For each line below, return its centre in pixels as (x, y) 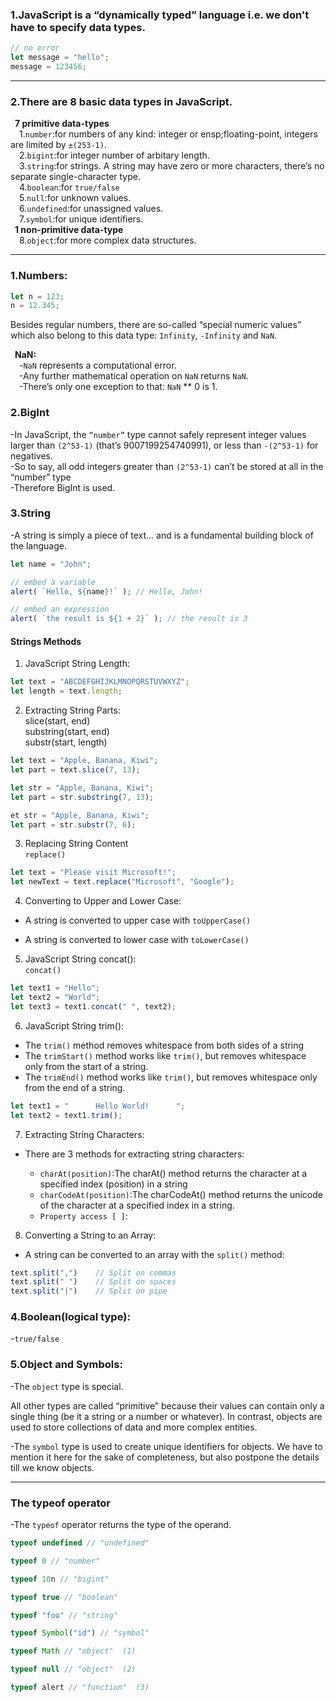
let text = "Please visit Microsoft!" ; (93, 873)
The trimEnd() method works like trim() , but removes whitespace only (171, 1077)
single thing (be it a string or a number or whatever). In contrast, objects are (166, 1416)
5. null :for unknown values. (75, 198)
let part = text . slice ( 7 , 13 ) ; (75, 770)
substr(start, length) (66, 742)
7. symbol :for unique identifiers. (81, 219)
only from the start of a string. (86, 1066)
